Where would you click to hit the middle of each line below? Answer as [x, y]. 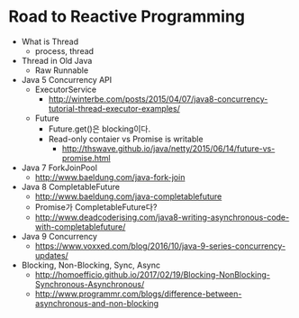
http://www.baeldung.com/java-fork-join [110, 177]
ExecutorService [65, 89]
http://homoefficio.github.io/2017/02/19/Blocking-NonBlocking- [153, 274]
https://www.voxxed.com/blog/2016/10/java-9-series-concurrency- [160, 246]
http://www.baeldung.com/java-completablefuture [128, 196]
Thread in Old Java [57, 60]
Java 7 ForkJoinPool [59, 168]
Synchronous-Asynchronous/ [90, 284]
